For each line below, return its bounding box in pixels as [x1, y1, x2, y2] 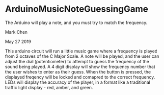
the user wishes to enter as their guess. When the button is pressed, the [5, 69, 151, 74]
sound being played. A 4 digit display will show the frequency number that [5, 64, 156, 70]
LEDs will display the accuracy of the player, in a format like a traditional [5, 79, 151, 85]
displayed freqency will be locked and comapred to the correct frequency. [5, 74, 155, 80]
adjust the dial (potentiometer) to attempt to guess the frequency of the [5, 58, 150, 64]
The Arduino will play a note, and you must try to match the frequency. [5, 20, 148, 25]
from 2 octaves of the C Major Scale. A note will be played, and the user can [5, 53, 160, 59]
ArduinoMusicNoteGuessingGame [5, 3, 149, 15]
